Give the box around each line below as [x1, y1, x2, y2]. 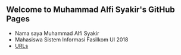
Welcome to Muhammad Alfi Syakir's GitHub [6, 5, 176, 15]
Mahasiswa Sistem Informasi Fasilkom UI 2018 [14, 35, 129, 43]
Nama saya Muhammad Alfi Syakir [14, 30, 99, 37]
